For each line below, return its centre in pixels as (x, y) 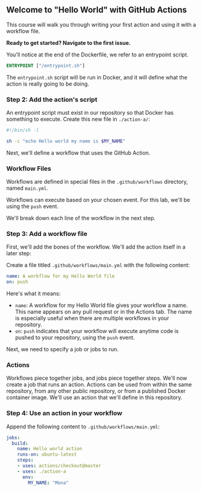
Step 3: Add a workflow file (47, 234)
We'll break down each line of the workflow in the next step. (81, 218)
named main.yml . (27, 188)
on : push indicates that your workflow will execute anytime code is (97, 331)
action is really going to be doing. (48, 84)
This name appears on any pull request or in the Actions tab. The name (103, 312)
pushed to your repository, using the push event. (75, 338)
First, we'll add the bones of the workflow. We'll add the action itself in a (96, 247)
